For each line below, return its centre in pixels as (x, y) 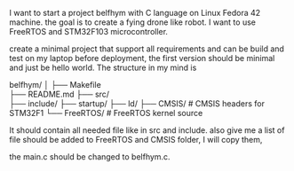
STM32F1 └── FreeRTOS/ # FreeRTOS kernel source (106, 113)
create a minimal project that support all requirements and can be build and (147, 49)
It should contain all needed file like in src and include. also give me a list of (147, 130)
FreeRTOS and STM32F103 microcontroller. (89, 31)
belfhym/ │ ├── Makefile (56, 85)
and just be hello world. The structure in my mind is (103, 67)
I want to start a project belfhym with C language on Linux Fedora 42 (135, 13)
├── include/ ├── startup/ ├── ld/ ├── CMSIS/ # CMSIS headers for (137, 104)
